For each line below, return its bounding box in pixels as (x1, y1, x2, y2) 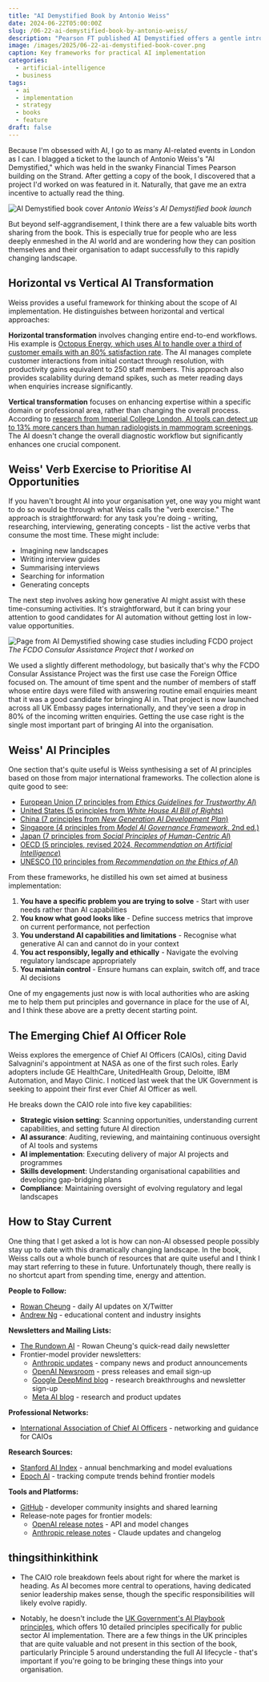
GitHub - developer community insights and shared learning (19, 1502, 218, 1511)
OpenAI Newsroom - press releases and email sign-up (31, 1366, 212, 1376)
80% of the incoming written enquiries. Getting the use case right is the (8, 712, 244, 721)
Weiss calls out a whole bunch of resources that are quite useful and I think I (8, 1253, 260, 1263)
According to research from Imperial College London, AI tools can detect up (8, 413, 259, 423)
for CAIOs (19, 1431, 53, 1441)
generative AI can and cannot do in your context (19, 939, 179, 949)
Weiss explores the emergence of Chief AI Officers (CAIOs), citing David (8, 1051, 247, 1059)
